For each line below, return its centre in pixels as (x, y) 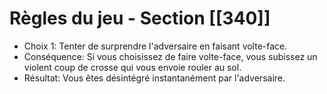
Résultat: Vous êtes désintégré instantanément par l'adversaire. (154, 78)
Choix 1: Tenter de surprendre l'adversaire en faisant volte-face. (155, 46)
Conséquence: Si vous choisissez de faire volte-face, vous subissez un (170, 56)
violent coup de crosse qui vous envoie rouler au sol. (132, 67)
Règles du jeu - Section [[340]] (140, 18)
